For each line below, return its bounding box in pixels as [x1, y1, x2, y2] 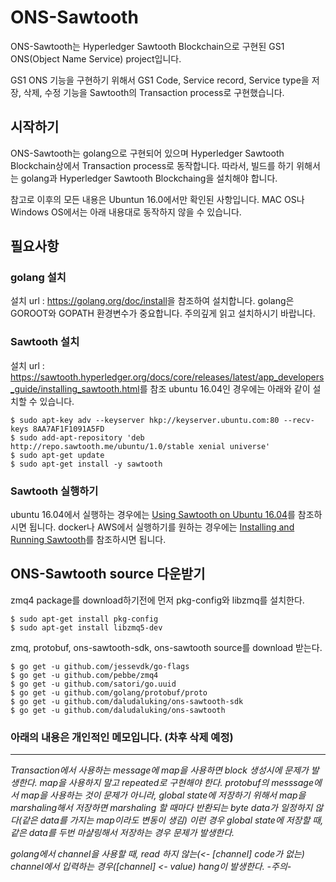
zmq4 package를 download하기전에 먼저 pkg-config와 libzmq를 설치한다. [10, 594, 305, 606]
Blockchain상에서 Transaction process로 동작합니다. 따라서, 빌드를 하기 [10, 159, 295, 171]
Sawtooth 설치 [10, 335, 80, 349]
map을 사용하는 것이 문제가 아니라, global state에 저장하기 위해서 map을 [20, 789, 307, 801]
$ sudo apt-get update [10, 450, 105, 460]
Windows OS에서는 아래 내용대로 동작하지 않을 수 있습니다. [10, 206, 242, 218]
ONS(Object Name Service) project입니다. [10, 52, 182, 65]
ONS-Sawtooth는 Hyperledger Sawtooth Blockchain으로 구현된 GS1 [10, 40, 285, 52]
